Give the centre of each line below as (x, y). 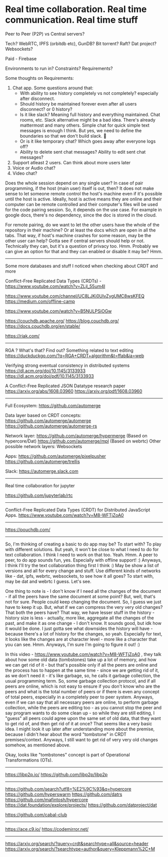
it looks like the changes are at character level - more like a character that (81, 639)
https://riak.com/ (22, 336)
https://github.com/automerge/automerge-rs (51, 426)
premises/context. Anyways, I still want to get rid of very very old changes (82, 739)
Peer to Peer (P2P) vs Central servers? (45, 34)
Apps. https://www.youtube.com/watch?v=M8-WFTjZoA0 (64, 515)
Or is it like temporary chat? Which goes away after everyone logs (88, 141)
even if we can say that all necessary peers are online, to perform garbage (82, 702)
